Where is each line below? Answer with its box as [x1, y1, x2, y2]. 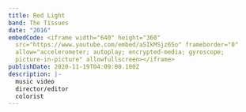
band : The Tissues [8, 19, 69, 27]
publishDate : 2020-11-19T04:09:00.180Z [8, 63, 140, 71]
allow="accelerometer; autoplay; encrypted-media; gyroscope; [15, 48, 225, 56]
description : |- [8, 70, 62, 78]
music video [15, 77, 55, 85]
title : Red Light [8, 11, 66, 20]
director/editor [15, 84, 69, 93]
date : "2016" [8, 26, 51, 34]
